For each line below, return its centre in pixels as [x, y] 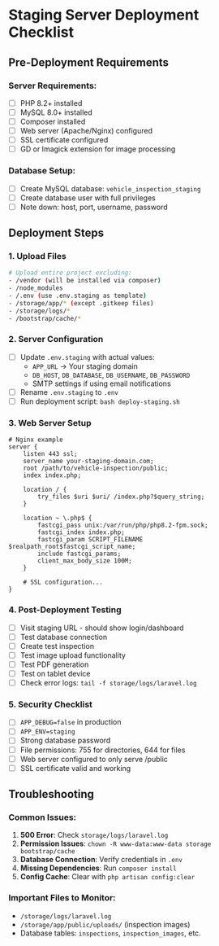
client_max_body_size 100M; [85, 561]
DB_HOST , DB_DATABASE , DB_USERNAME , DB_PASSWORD [111, 374]
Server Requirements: [53, 85]
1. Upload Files [37, 256]
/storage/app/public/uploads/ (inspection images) [105, 924]
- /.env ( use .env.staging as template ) [78, 296]
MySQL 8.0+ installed [56, 112]
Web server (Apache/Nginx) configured [86, 131]
